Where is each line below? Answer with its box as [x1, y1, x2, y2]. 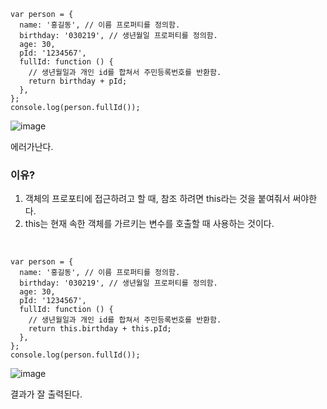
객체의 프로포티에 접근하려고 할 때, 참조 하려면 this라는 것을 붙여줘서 [24, 193, 291, 205]
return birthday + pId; [28, 76, 128, 86]
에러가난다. [10, 141, 54, 152]
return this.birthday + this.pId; [28, 324, 172, 334]
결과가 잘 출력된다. [10, 388, 83, 400]
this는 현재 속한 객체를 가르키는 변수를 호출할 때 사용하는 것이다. [24, 218, 275, 230]
